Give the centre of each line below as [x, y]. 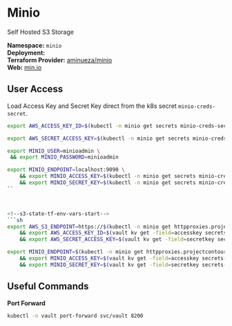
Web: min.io [25, 67]
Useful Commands [48, 286]
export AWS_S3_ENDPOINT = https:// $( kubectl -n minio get [89, 226]
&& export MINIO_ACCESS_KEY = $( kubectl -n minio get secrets [108, 176]
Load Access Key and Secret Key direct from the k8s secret [92, 106]
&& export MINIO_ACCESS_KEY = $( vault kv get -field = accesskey [109, 258]
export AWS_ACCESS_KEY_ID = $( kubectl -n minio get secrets [92, 126]
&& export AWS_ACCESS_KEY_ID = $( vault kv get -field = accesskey [111, 233]
